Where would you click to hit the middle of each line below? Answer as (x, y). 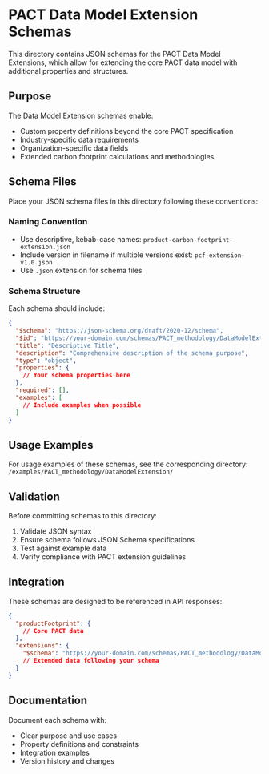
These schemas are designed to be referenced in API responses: (115, 601)
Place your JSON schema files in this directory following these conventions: (133, 201)
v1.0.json (36, 262)
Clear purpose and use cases (68, 736)
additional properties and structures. (68, 71)
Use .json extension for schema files (81, 270)
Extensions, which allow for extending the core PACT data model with (123, 62)
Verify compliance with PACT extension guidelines (103, 557)
